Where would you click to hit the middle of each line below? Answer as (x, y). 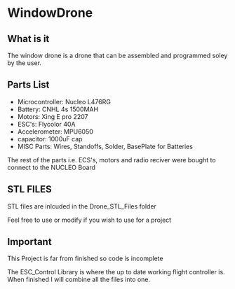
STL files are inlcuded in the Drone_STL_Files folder (82, 206)
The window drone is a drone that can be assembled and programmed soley (117, 55)
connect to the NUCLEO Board (52, 167)
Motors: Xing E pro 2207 (53, 116)
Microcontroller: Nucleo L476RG (64, 101)
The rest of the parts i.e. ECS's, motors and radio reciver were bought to (112, 160)
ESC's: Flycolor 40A (46, 124)
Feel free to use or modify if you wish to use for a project (89, 220)
